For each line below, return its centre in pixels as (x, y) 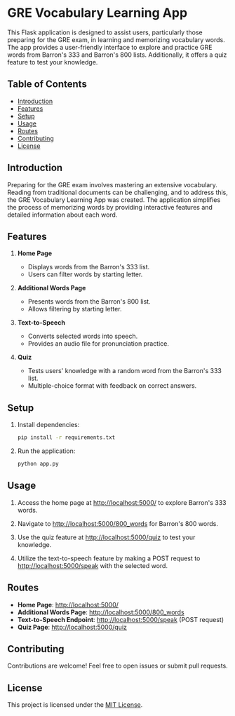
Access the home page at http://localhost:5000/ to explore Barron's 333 (122, 502)
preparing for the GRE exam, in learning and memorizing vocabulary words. (116, 39)
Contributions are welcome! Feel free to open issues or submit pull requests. (117, 666)
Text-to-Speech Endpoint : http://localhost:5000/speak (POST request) (121, 619)
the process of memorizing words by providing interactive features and (110, 207)
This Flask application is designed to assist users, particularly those (105, 32)
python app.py (38, 464)
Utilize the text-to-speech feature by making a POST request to (109, 558)
